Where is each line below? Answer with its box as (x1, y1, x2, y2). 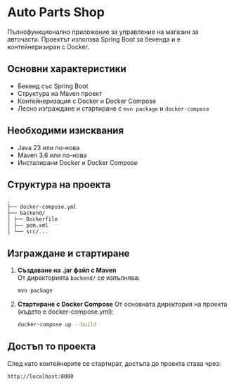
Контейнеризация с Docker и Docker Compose (17, 97, 157, 105)
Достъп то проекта (7, 340, 96, 352)
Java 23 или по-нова (17, 143, 80, 152)
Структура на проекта (7, 178, 111, 190)
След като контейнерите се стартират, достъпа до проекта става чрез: (7, 359, 221, 367)
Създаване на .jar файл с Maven (17, 266, 117, 275)
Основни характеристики (7, 63, 126, 75)
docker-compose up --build (17, 321, 97, 328)
